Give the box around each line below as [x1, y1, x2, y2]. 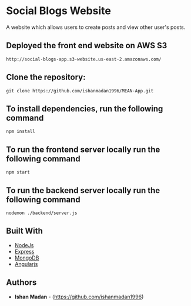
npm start [6, 169, 31, 175]
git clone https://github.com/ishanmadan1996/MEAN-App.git [6, 88, 154, 94]
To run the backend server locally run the [6, 185, 160, 195]
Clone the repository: [6, 72, 86, 82]
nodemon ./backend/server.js [6, 210, 78, 216]
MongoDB [14, 254, 39, 261]
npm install [6, 128, 35, 135]
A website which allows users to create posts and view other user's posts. [6, 24, 186, 31]
